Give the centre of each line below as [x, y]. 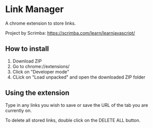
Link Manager [34, 9]
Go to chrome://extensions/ [41, 66]
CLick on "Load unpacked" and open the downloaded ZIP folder [79, 77]
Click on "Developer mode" [41, 72]
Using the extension [37, 93]
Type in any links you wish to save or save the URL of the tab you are [77, 105]
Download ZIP [27, 61]
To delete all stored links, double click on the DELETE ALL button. [73, 120]
